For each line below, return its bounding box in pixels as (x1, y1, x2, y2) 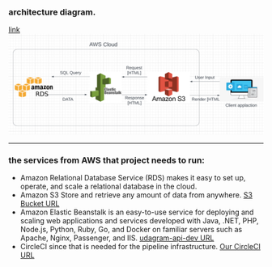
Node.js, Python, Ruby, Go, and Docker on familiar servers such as (19, 225, 243, 235)
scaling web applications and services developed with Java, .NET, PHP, (19, 216, 259, 226)
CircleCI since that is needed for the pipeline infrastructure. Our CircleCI (19, 242, 261, 252)
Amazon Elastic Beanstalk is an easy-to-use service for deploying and (19, 207, 254, 217)
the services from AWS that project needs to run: (8, 155, 205, 166)
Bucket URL (19, 199, 60, 209)
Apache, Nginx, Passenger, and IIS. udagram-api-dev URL (19, 233, 215, 243)
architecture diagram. (8, 6, 96, 18)
